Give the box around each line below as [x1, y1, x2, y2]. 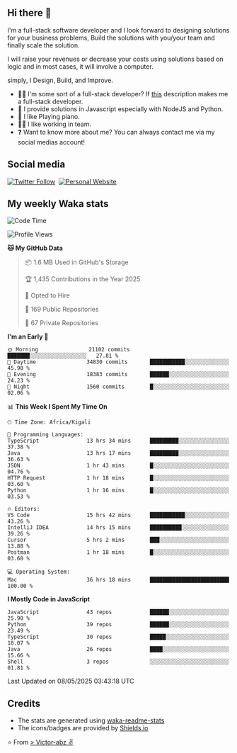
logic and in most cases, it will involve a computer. [7, 62, 154, 71]
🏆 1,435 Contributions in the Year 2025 [24, 275, 141, 283]
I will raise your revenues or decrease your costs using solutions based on [7, 55, 224, 63]
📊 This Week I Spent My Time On [7, 402, 108, 411]
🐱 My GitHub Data [7, 244, 64, 252]
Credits [7, 697, 41, 709]
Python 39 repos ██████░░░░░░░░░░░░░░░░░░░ [7, 621, 230, 628]
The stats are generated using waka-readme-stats [17, 716, 165, 725]
